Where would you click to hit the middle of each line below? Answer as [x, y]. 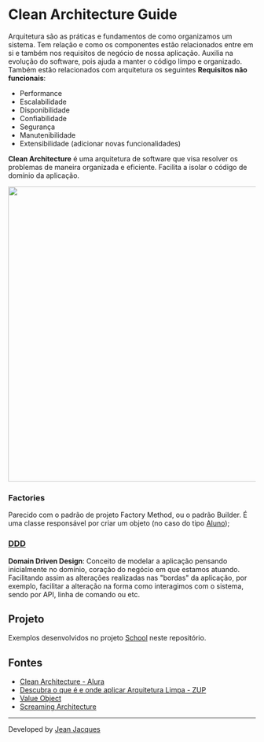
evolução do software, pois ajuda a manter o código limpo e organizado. [125, 61]
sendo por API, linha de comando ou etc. [74, 594]
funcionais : [27, 78]
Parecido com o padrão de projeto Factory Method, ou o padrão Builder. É [128, 515]
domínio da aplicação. [44, 175]
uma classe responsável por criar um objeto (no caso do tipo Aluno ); [119, 523]
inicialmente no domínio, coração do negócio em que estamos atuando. [124, 569]
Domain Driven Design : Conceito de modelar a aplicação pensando [118, 561]
